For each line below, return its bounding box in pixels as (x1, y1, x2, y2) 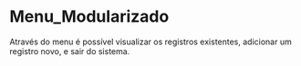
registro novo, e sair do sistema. (9, 45, 130, 56)
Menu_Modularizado (9, 6, 170, 27)
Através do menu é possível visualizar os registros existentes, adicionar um (9, 36, 292, 47)
